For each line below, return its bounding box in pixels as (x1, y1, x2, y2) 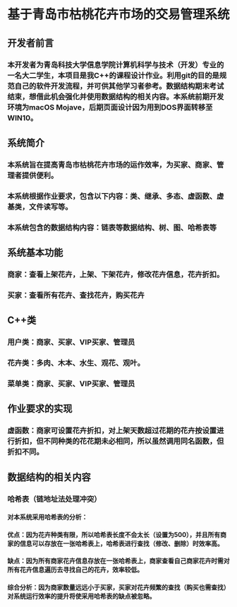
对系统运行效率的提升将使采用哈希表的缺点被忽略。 (7, 592, 156, 601)
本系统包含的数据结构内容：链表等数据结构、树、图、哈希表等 (7, 222, 217, 232)
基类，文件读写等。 (7, 202, 73, 212)
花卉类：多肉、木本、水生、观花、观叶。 (7, 358, 145, 368)
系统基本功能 (7, 247, 63, 259)
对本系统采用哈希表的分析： (7, 513, 88, 521)
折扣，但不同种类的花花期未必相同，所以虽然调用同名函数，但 (14, 437, 224, 446)
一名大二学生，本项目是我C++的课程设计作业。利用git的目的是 (7, 70, 220, 80)
